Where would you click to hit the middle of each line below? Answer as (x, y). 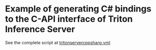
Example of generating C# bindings (78, 9)
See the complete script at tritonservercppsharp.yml (58, 42)
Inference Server (40, 29)
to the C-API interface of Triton (69, 19)
